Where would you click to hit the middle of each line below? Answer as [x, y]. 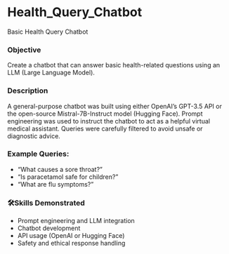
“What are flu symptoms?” [55, 184]
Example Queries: [38, 154]
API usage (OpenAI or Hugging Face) [71, 236]
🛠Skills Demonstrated [46, 203]
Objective [24, 50]
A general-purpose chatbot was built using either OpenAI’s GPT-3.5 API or [115, 106]
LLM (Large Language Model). [51, 73]
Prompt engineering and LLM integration [76, 221]
